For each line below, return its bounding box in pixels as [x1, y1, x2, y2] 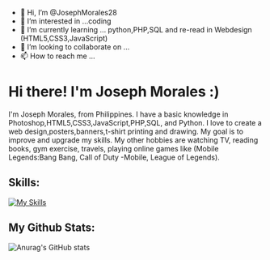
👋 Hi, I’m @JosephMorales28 [19, 8, 117, 17]
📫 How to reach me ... [19, 51, 95, 61]
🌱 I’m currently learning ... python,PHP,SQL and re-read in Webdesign [19, 25, 252, 34]
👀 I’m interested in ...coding [19, 16, 112, 26]
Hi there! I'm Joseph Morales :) [8, 83, 220, 101]
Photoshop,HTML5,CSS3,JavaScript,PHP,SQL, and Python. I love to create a [8, 117, 263, 127]
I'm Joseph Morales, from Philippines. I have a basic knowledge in [8, 109, 229, 119]
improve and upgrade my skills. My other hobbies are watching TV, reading [8, 134, 259, 145]
